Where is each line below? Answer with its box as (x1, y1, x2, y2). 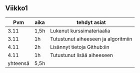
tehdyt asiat (76, 18, 106, 25)
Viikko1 (5, 4, 28, 12)
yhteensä (7, 59, 30, 66)
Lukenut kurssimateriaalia (49, 27, 110, 34)
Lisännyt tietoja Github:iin (49, 43, 109, 50)
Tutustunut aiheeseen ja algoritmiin (49, 35, 132, 42)
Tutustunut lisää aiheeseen (49, 51, 113, 58)
